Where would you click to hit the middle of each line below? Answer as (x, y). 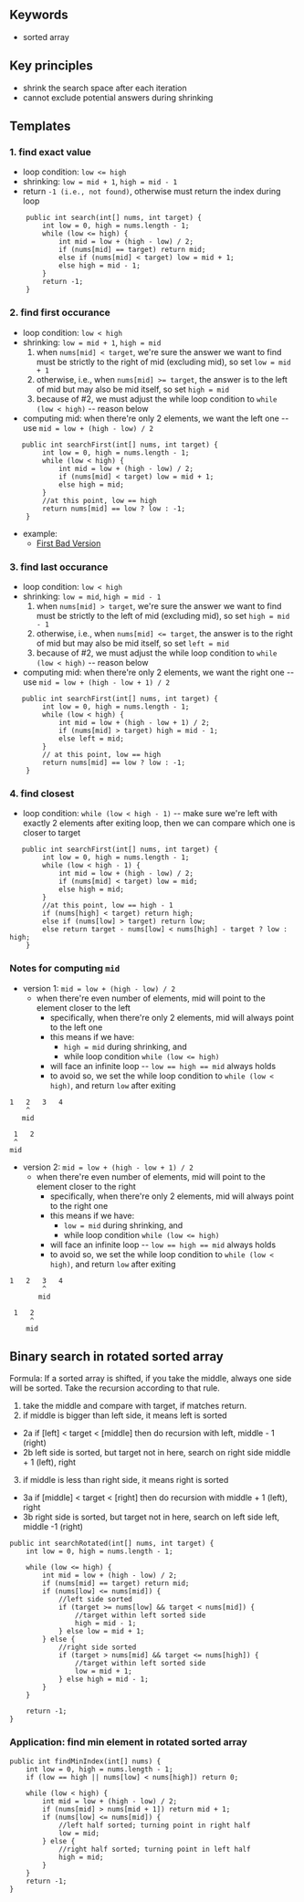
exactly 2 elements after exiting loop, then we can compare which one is (159, 823)
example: (40, 533)
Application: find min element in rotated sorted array (129, 1742)
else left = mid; (91, 739)
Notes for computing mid (65, 969)
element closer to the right (86, 1186)
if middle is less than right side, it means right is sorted (126, 1480)
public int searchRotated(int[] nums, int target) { (112, 1544)
